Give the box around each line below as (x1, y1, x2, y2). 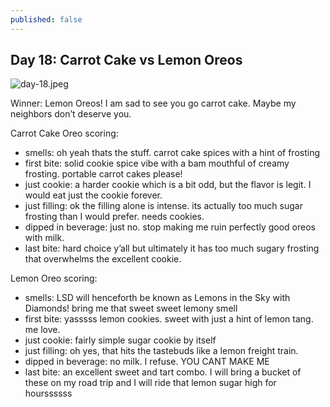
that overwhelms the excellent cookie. (24, 253, 182, 265)
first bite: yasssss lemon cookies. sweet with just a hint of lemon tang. (24, 313, 314, 325)
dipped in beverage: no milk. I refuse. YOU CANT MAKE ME (24, 356, 270, 368)
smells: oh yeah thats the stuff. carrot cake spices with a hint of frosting (24, 147, 321, 159)
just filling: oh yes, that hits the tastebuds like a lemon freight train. (24, 345, 299, 357)
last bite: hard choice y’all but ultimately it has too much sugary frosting (24, 242, 320, 255)
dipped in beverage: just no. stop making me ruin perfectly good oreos (24, 221, 316, 233)
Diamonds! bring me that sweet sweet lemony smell (24, 302, 238, 315)
